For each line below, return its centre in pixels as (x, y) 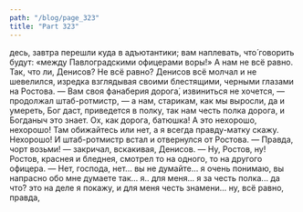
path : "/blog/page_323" (55, 18)
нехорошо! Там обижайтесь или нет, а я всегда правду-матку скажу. (144, 129)
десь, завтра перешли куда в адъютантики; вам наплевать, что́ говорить (152, 52)
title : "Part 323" (44, 26)
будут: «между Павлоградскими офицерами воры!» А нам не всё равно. (151, 62)
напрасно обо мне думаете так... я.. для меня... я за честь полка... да (145, 177)
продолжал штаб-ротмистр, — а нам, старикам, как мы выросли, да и (147, 100)
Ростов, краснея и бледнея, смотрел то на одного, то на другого (136, 158)
